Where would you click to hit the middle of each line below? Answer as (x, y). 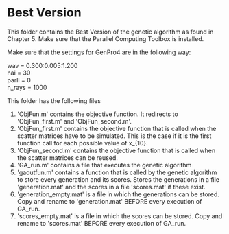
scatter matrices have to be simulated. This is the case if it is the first (114, 136)
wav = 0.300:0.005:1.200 (43, 65)
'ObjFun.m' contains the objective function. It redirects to (97, 114)
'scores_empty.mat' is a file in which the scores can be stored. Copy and (120, 216)
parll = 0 (19, 80)
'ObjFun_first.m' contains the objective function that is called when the (117, 128)
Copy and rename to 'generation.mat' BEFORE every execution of (109, 201)
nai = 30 (19, 73)
